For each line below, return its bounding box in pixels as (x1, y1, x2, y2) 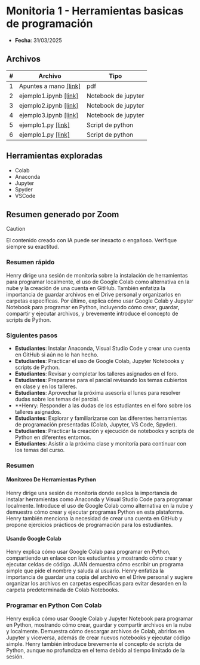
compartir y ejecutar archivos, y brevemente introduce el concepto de (6, 310, 179, 317)
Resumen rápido (6, 258, 55, 267)
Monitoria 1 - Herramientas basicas (6, 4, 184, 18)
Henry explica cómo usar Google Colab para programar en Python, (6, 548, 171, 556)
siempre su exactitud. (6, 243, 60, 251)
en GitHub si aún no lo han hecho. (14, 351, 99, 358)
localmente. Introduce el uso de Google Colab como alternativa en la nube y (6, 502, 193, 510)
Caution (6, 225, 26, 233)
